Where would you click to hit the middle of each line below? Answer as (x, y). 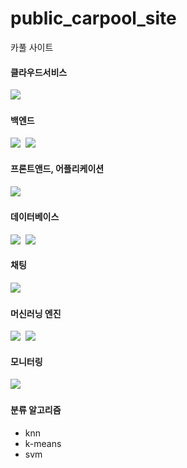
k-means (43, 443)
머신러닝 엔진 (36, 313)
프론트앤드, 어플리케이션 (57, 168)
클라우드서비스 (39, 72)
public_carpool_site (93, 18)
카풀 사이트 (32, 47)
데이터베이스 (35, 217)
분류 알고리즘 (36, 409)
